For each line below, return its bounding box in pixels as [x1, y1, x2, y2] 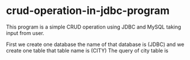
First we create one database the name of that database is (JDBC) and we [6, 41, 185, 48]
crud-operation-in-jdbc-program [6, 4, 170, 17]
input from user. [6, 29, 45, 36]
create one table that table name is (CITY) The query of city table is [6, 47, 168, 54]
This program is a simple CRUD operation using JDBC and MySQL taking [6, 23, 181, 30]
